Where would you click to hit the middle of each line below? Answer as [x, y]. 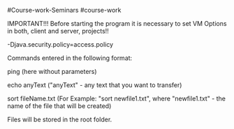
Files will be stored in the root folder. [60, 119]
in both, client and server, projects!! [58, 31]
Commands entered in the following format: [70, 58]
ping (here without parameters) [52, 71]
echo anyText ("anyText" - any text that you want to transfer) [95, 85]
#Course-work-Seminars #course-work [64, 10]
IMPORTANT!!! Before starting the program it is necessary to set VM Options [117, 23]
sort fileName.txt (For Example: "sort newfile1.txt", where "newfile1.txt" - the [116, 98]
